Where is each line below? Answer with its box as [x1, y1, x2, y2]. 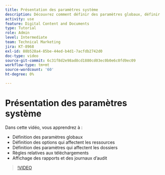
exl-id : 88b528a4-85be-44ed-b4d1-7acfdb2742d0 [5, 49, 103, 54]
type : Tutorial [5, 26, 37, 31]
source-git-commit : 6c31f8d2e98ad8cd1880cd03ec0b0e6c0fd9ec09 [5, 58, 136, 63]
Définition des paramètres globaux [12, 134, 83, 140]
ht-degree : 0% [5, 72, 35, 77]
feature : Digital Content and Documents [5, 21, 90, 26]
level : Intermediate [5, 35, 48, 40]
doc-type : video [5, 53, 39, 58]
